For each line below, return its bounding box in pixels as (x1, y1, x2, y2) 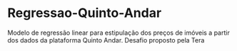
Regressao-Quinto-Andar (7, 5, 162, 21)
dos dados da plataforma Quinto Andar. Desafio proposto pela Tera (7, 35, 205, 44)
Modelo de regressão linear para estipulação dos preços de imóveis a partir (7, 28, 230, 37)
